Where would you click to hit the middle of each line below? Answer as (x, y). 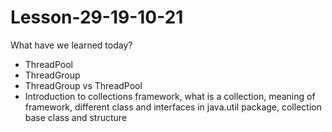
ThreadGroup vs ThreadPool (83, 85)
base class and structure (76, 117)
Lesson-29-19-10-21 (97, 17)
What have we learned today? (71, 45)
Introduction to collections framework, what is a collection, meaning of (170, 96)
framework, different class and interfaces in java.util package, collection (173, 107)
